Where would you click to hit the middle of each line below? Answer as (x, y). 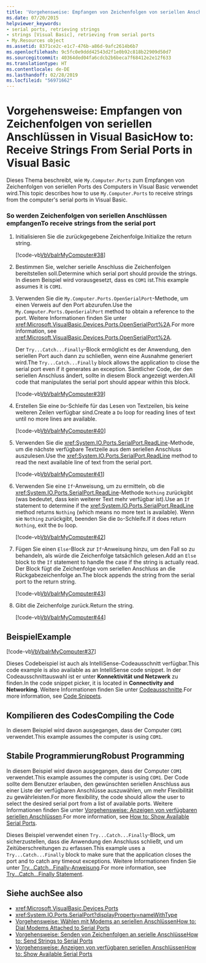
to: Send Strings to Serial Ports (54, 941)
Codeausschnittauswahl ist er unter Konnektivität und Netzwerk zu (92, 677)
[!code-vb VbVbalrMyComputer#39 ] (60, 394)
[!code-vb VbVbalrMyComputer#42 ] (60, 537)
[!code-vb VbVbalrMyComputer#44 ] (60, 617)
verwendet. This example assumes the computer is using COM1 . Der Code (97, 777)
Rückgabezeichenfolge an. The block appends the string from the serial (105, 575)
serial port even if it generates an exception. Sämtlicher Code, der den (104, 369)
